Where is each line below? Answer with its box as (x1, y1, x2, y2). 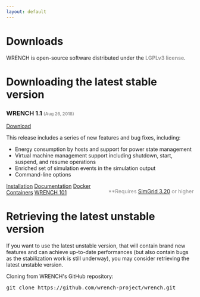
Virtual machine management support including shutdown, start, (14, 152, 173, 159)
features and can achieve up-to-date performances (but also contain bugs (6, 248, 189, 255)
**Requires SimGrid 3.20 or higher (108, 188, 194, 195)
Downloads (6, 34, 64, 48)
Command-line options (14, 171, 71, 178)
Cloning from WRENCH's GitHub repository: (6, 273, 114, 280)
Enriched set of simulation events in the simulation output (14, 165, 156, 172)
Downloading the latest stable (6, 75, 157, 88)
